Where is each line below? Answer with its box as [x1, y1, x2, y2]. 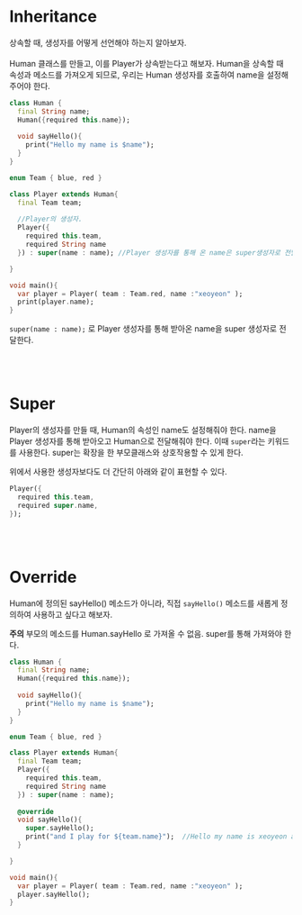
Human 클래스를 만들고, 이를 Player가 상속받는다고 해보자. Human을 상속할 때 [9, 58, 284, 68]
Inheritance [9, 6, 97, 27]
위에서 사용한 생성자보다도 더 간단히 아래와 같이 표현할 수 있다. [9, 467, 227, 477]
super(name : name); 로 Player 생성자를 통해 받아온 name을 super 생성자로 [9, 323, 277, 334]
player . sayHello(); [17, 890, 91, 899]
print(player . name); [17, 297, 94, 307]
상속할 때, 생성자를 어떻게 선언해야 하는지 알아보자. [9, 37, 187, 48]
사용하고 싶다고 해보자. [32, 609, 113, 620]
